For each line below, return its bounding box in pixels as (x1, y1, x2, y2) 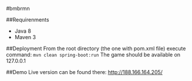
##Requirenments (6, 16, 49, 23)
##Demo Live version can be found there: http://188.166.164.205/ (6, 69, 163, 75)
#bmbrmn (6, 5, 31, 12)
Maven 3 (14, 34, 36, 40)
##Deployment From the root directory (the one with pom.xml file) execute (6, 45, 186, 52)
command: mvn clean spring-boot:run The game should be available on (6, 51, 181, 58)
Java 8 (14, 27, 31, 34)
